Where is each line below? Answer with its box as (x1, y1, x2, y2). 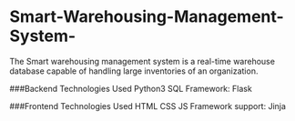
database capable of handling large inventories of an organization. (9, 66, 259, 76)
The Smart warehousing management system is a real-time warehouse (9, 55, 276, 66)
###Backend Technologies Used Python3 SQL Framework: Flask (9, 83, 252, 94)
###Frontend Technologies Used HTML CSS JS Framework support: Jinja (9, 100, 287, 111)
